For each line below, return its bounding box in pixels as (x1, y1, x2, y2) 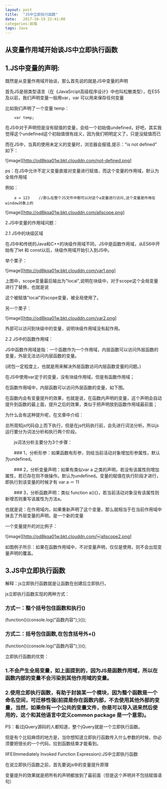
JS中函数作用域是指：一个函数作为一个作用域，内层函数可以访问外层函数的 (5, 347, 159, 353)
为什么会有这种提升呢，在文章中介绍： (5, 412, 83, 418)
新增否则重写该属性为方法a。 (5, 496, 65, 502)
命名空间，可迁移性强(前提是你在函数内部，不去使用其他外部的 (5, 696, 155, 703)
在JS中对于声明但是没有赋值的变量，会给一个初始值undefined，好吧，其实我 (5, 125, 162, 131)
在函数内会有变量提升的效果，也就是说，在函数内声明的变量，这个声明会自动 (5, 395, 162, 401)
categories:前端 (5, 21, 37, 26)
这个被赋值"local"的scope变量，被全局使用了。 (5, 295, 101, 301)
